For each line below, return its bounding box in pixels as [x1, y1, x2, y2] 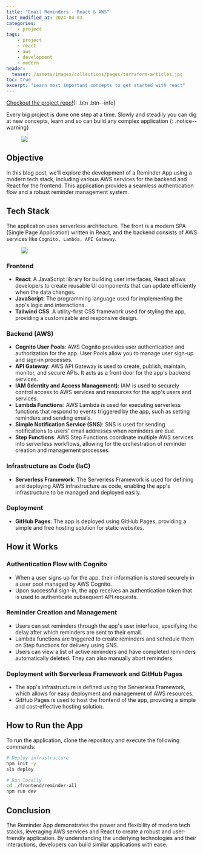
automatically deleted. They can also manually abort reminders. [15, 654, 174, 662]
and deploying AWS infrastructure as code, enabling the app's [15, 482, 171, 490]
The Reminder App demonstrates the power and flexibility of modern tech [6, 821, 190, 828]
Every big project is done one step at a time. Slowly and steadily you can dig [6, 111, 197, 118]
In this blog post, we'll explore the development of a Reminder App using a [6, 168, 192, 176]
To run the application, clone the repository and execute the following [6, 737, 180, 744]
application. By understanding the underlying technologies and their [27, 834, 197, 841]
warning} [6, 124, 29, 131]
